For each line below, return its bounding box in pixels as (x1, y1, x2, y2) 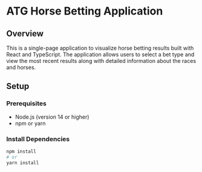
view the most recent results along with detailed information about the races (6, 58, 197, 64)
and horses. (6, 64, 36, 71)
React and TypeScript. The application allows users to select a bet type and (6, 51, 195, 58)
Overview (6, 28, 44, 39)
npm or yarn (15, 119, 46, 127)
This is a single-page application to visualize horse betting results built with (6, 44, 194, 51)
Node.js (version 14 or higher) (15, 113, 90, 121)
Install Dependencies (6, 134, 70, 143)
